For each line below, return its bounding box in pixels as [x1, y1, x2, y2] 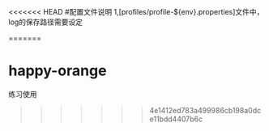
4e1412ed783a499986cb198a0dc [149, 105, 262, 115]
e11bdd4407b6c [149, 114, 203, 124]
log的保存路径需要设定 [8, 17, 83, 27]
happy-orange [8, 61, 107, 80]
